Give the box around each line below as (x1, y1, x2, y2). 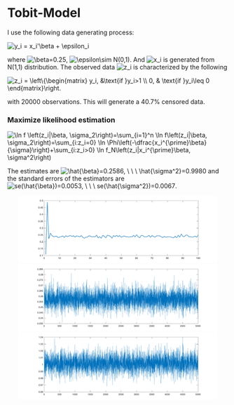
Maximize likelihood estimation (7, 114, 116, 124)
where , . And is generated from (7, 55, 215, 64)
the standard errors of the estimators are (7, 174, 125, 183)
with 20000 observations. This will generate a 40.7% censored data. (7, 97, 205, 106)
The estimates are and (7, 167, 219, 175)
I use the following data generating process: (7, 28, 135, 36)
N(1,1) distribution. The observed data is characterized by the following (7, 62, 228, 71)
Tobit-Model (7, 5, 81, 21)
